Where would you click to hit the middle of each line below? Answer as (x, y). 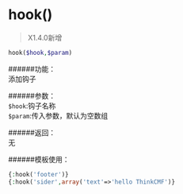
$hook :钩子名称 (32, 106)
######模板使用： (39, 159)
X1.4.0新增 (45, 37)
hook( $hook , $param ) (40, 52)
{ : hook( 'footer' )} (38, 174)
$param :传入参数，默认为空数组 (58, 115)
